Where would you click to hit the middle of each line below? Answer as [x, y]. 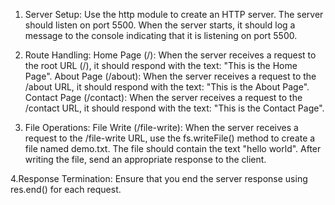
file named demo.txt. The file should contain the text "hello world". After [173, 148]
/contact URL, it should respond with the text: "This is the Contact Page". [174, 108]
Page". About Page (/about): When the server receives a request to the [170, 76]
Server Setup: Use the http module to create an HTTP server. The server [174, 14]
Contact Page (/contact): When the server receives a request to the [163, 97]
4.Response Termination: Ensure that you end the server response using [159, 178]
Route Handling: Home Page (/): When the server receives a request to [170, 55]
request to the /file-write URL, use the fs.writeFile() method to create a [170, 138]
